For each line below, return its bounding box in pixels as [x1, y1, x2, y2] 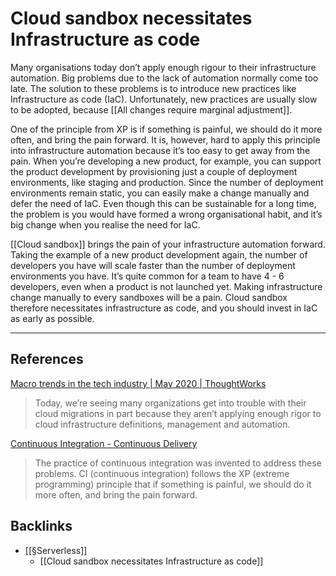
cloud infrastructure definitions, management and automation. [34, 418, 291, 430]
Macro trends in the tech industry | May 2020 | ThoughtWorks [10, 377, 267, 389]
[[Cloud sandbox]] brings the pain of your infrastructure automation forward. [10, 238, 326, 250]
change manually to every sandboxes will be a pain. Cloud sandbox [10, 291, 288, 303]
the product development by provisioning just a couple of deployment [10, 165, 298, 177]
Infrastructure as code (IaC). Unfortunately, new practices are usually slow [10, 93, 318, 105]
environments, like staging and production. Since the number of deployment [10, 176, 324, 188]
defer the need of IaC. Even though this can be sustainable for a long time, [10, 197, 317, 209]
